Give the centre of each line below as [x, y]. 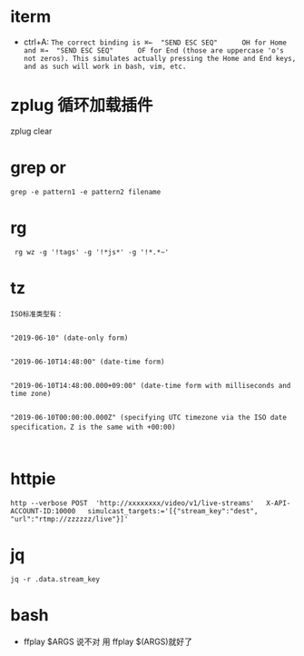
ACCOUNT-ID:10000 [43, 511]
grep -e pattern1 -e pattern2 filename [86, 192]
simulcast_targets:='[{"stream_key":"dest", [173, 511]
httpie [33, 478]
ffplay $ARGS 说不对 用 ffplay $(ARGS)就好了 [108, 641]
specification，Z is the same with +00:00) [93, 427]
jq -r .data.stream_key [55, 579]
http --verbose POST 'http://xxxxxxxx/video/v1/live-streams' [132, 503]
